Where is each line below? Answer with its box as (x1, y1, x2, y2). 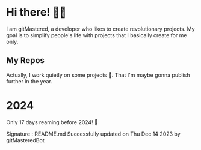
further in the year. (6, 77, 52, 85)
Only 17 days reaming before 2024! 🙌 (6, 118, 98, 125)
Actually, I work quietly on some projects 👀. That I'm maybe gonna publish (6, 71, 190, 79)
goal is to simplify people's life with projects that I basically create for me (6, 31, 187, 38)
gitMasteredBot (6, 136, 45, 143)
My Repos (6, 55, 45, 65)
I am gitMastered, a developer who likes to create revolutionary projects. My (6, 25, 195, 32)
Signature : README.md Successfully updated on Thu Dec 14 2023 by (6, 130, 181, 137)
